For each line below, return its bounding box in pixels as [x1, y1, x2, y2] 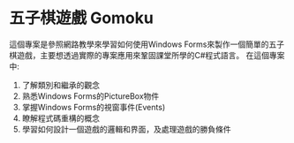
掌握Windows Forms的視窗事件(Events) [21, 102, 166, 112]
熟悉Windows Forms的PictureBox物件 [21, 90, 160, 102]
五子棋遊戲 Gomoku [9, 8, 155, 28]
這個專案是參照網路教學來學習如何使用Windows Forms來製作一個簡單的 [9, 39, 269, 49]
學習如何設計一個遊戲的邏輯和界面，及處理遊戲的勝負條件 [21, 124, 231, 134]
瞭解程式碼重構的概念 [21, 112, 100, 124]
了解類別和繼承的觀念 [21, 79, 100, 90]
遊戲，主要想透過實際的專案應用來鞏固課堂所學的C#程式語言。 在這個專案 [16, 49, 285, 60]
